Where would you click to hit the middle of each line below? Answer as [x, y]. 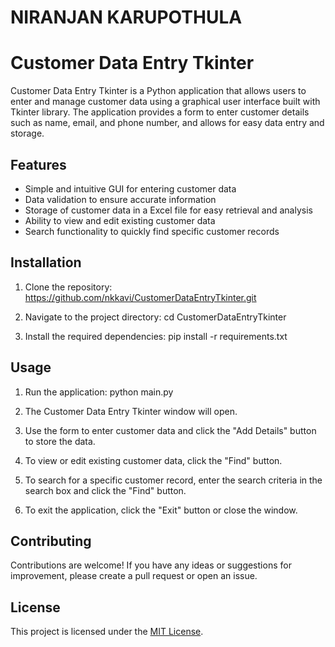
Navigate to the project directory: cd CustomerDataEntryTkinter [155, 317]
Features [38, 164]
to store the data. [60, 441]
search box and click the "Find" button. [105, 490]
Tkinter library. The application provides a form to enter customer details [160, 112]
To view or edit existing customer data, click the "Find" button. [153, 460]
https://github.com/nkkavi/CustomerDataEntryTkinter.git [140, 297]
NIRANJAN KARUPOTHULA [126, 17]
